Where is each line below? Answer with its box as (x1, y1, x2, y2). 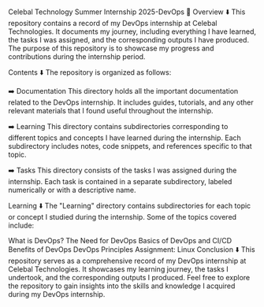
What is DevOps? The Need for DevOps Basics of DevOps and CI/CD (8, 236, 232, 245)
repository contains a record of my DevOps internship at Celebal (8, 19, 218, 28)
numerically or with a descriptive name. (8, 185, 136, 194)
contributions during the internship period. (8, 52, 146, 61)
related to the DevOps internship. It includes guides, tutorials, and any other (8, 98, 254, 107)
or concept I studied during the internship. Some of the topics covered (8, 213, 237, 221)
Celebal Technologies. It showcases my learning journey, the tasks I (8, 264, 229, 274)
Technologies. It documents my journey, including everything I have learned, (8, 27, 257, 36)
